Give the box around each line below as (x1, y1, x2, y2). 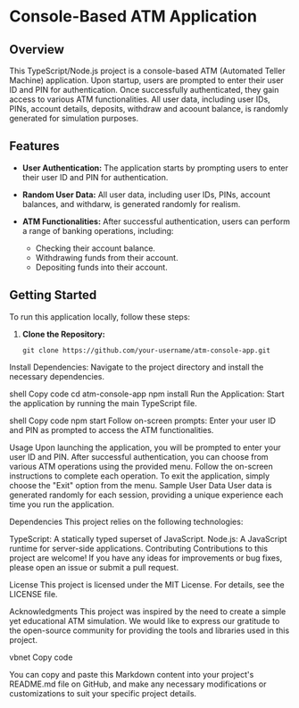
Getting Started (9, 287, 97, 303)
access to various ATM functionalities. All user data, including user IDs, (9, 94, 270, 104)
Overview (9, 42, 65, 57)
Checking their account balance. (35, 243, 156, 254)
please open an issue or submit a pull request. (9, 562, 179, 572)
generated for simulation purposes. (9, 113, 139, 123)
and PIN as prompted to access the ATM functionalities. (9, 424, 214, 435)
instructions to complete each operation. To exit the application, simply (9, 471, 270, 481)
